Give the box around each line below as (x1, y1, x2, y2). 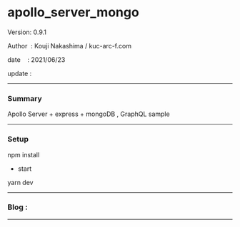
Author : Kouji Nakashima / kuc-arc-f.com (7, 41, 132, 50)
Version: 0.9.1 (7, 28, 47, 36)
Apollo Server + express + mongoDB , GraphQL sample (7, 110, 170, 118)
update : (7, 69, 32, 78)
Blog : (7, 202, 28, 212)
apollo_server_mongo (7, 4, 139, 21)
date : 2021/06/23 (7, 55, 66, 64)
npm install (7, 150, 40, 159)
